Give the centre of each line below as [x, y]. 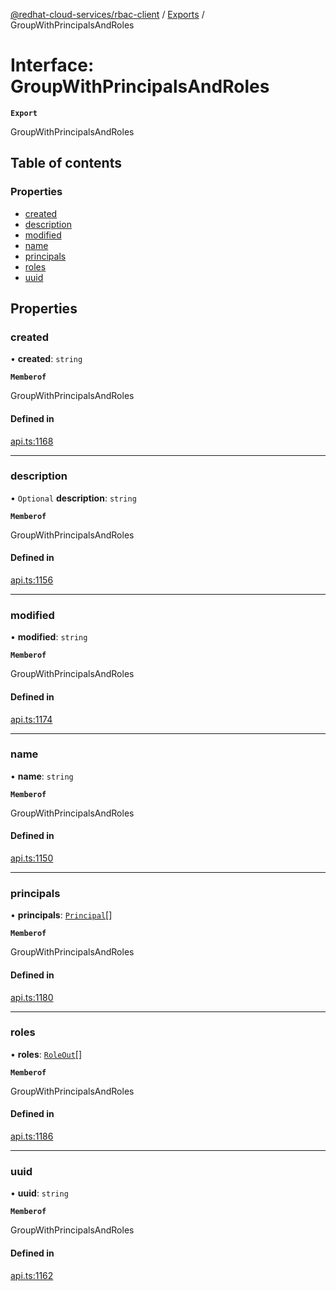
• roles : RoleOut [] [46, 1054]
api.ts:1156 [32, 580]
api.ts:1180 [32, 997]
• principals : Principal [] [61, 915]
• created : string [46, 359]
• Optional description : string [73, 498]
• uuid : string [39, 1193]
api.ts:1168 [32, 441]
